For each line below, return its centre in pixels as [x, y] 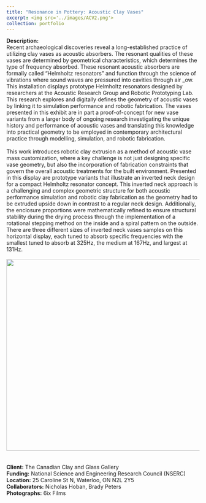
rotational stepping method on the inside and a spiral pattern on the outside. [102, 223]
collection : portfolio [35, 23]
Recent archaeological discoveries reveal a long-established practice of [97, 47]
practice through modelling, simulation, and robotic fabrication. [86, 139]
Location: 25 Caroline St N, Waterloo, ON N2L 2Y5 [70, 480]
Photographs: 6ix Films [36, 493]
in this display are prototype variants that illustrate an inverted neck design [101, 178]
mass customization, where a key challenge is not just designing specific [98, 158]
